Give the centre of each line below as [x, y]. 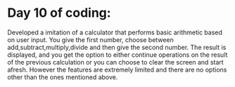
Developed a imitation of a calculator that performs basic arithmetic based [115, 32]
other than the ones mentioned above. [63, 77]
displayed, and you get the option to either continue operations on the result [118, 55]
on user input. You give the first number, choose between [90, 39]
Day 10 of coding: [59, 13]
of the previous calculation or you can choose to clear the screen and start [115, 62]
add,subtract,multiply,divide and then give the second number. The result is [117, 47]
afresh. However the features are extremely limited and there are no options [117, 69]
